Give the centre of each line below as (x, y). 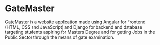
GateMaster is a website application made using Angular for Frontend (76, 22)
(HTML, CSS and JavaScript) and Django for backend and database (74, 27)
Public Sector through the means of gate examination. (60, 37)
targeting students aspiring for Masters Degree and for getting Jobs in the (80, 32)
